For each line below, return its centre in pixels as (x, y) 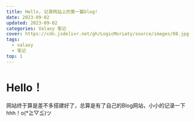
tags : (13, 39)
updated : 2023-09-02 (32, 23)
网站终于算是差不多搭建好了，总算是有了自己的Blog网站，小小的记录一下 (96, 105)
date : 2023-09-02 (28, 17)
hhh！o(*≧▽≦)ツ (29, 113)
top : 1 (14, 56)
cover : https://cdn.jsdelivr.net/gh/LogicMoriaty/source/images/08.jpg (97, 34)
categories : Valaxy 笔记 (36, 28)
